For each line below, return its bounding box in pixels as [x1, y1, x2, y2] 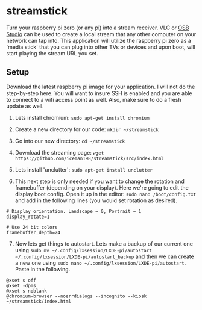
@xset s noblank [6, 288, 47, 294]
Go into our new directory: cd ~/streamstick [14, 137, 125, 144]
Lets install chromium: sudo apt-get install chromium [14, 114, 150, 121]
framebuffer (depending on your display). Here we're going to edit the [14, 184, 189, 191]
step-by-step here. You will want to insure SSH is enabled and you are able [6, 89, 192, 97]
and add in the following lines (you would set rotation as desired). [14, 197, 178, 204]
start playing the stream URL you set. [6, 49, 98, 57]
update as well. [6, 102, 44, 110]
